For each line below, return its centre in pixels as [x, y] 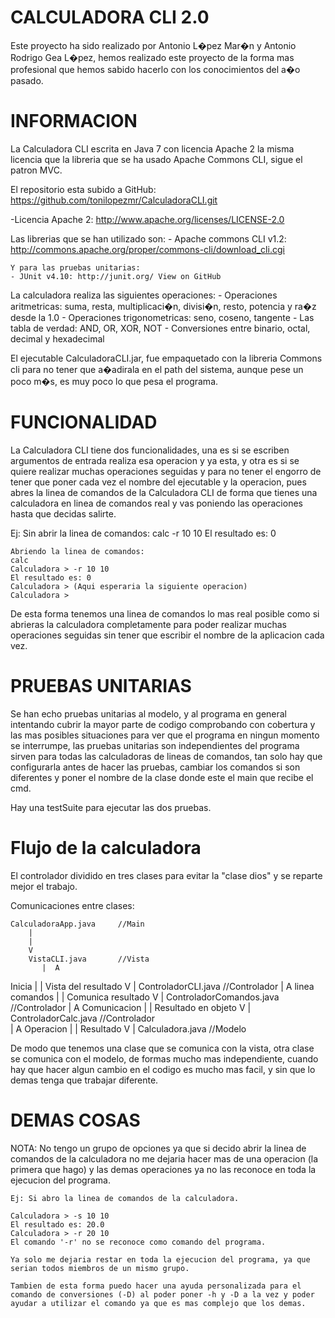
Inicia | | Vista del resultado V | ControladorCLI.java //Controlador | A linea [162, 986]
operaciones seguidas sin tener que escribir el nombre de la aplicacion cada [167, 635]
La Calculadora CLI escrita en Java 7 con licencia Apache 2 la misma [152, 148]
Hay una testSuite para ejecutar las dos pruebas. [111, 807]
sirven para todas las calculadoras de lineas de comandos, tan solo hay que [166, 756]
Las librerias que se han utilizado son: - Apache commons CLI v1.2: [148, 238]
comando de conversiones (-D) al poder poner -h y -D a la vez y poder [162, 1294]
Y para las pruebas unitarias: [75, 267]
